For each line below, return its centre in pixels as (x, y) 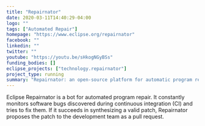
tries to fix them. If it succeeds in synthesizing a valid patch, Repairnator (97, 110)
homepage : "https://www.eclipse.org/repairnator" (71, 35)
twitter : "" (21, 52)
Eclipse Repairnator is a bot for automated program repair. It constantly (95, 97)
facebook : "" (23, 40)
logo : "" (17, 23)
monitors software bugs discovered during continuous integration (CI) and (100, 103)
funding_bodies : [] (31, 63)
